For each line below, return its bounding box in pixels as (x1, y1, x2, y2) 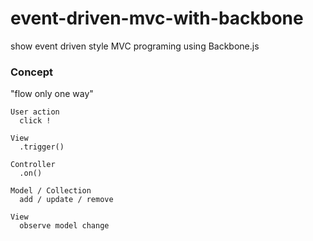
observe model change (19, 221, 110, 231)
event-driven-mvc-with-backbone (10, 7, 304, 30)
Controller (10, 160, 56, 170)
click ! (19, 116, 52, 126)
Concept (10, 65, 53, 79)
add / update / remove (19, 195, 114, 205)
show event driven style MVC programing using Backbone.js (10, 40, 260, 52)
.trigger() (19, 142, 65, 152)
